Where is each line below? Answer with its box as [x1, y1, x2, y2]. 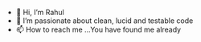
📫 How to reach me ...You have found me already [15, 25, 182, 34]
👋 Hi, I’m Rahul [15, 8, 64, 17]
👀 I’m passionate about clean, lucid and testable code [15, 16, 194, 25]
